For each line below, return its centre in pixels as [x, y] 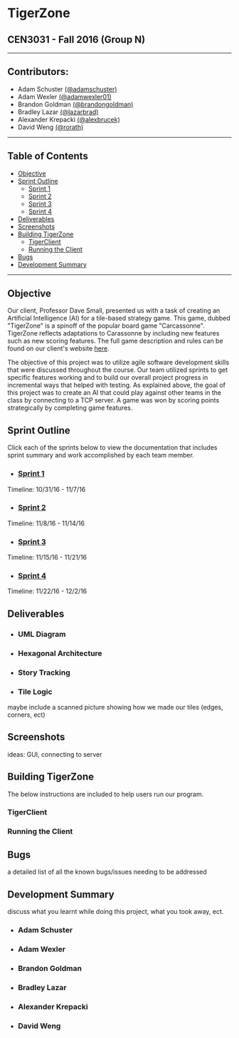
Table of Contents [48, 156]
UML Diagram [42, 634]
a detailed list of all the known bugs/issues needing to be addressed [107, 872]
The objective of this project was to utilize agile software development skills [118, 363]
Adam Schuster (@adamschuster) [67, 89]
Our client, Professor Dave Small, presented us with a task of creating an [114, 311]
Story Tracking [44, 672]
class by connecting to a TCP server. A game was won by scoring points [113, 400]
